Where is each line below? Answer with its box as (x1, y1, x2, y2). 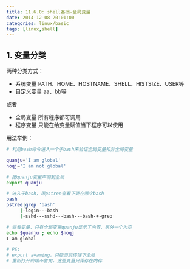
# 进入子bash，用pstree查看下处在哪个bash (6, 190, 104, 197)
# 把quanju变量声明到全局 (6, 174, 65, 180)
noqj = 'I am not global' (6, 162, 67, 169)
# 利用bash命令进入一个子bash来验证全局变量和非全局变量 (6, 147, 134, 153)
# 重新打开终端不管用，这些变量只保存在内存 (6, 258, 103, 264)
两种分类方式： (6, 68, 44, 75)
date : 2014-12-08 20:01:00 (6, 15, 75, 21)
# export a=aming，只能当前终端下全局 (6, 252, 95, 259)
